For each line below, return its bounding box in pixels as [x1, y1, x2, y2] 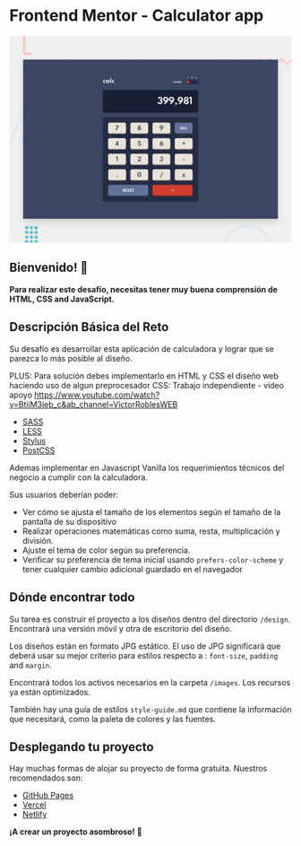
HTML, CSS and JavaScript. [9, 293, 115, 304]
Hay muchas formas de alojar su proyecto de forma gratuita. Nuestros [9, 763, 268, 774]
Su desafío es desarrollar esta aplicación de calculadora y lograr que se [9, 343, 275, 354]
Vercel [21, 799, 47, 810]
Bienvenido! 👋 [9, 260, 89, 275]
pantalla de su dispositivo [21, 516, 117, 527]
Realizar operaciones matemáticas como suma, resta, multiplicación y [21, 526, 280, 536]
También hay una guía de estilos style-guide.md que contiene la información [9, 703, 292, 714]
